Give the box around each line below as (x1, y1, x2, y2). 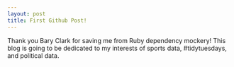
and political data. (7, 51, 60, 60)
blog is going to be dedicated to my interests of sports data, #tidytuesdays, (7, 44, 227, 52)
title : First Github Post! (7, 17, 87, 24)
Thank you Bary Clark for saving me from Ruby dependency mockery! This (7, 36, 226, 44)
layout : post (7, 10, 46, 18)
